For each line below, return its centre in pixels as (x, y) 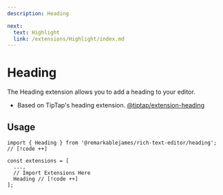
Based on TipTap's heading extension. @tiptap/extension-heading (111, 105)
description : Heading (38, 13)
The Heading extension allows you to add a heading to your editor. (101, 92)
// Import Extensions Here (52, 173)
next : (15, 26)
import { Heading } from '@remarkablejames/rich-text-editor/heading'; (112, 143)
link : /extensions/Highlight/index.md (69, 39)
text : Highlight (36, 32)
